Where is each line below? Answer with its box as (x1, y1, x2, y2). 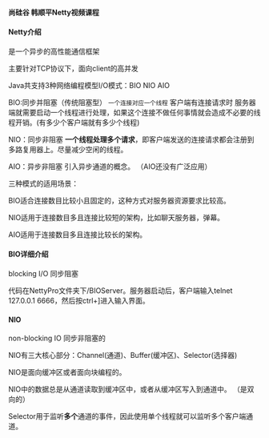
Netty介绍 (8, 27, 42, 37)
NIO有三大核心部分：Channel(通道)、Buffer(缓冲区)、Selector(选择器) (8, 351, 238, 360)
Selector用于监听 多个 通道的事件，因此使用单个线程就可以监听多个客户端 (8, 412, 247, 421)
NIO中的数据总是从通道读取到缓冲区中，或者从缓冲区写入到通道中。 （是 (8, 384, 247, 394)
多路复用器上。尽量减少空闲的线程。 (8, 144, 128, 154)
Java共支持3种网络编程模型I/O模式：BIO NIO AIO (8, 80, 171, 90)
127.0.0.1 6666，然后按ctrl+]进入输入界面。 (8, 296, 150, 305)
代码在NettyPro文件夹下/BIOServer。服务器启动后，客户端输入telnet (8, 286, 233, 295)
